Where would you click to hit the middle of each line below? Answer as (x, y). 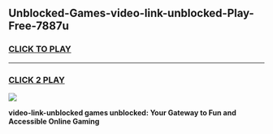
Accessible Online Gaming (54, 121)
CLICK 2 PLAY (37, 80)
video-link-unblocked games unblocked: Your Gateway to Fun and (123, 112)
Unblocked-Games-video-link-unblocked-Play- (131, 13)
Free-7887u (39, 26)
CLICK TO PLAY (40, 50)
